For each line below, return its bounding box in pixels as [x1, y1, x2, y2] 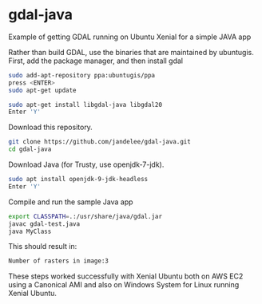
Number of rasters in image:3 [8, 257, 109, 265]
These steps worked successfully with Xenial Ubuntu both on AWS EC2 [8, 271, 244, 281]
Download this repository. [8, 122, 93, 132]
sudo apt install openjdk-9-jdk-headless [8, 176, 149, 184]
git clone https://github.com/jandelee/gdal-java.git [8, 138, 192, 146]
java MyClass [8, 227, 52, 235]
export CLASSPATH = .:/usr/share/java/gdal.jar [8, 212, 162, 220]
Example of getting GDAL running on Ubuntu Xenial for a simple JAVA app [8, 32, 252, 41]
